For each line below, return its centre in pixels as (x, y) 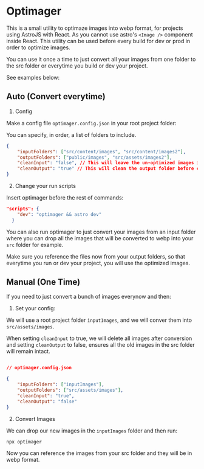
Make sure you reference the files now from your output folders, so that (96, 256)
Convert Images (35, 419)
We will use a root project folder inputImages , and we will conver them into (99, 320)
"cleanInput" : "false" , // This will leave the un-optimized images (106, 163)
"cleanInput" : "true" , (46, 396)
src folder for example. (35, 245)
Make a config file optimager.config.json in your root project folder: (91, 123)
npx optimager (24, 442)
